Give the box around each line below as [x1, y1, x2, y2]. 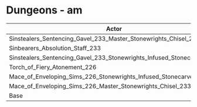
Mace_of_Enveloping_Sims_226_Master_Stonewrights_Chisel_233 [9, 82, 192, 90]
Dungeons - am [6, 4, 83, 17]
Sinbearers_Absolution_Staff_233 [9, 44, 101, 52]
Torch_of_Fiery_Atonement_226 [9, 63, 97, 71]
